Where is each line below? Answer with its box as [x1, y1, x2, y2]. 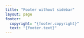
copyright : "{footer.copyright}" [9, 21, 79, 26]
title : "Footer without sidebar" [5, 7, 75, 12]
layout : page [5, 12, 32, 17]
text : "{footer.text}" [9, 26, 57, 31]
